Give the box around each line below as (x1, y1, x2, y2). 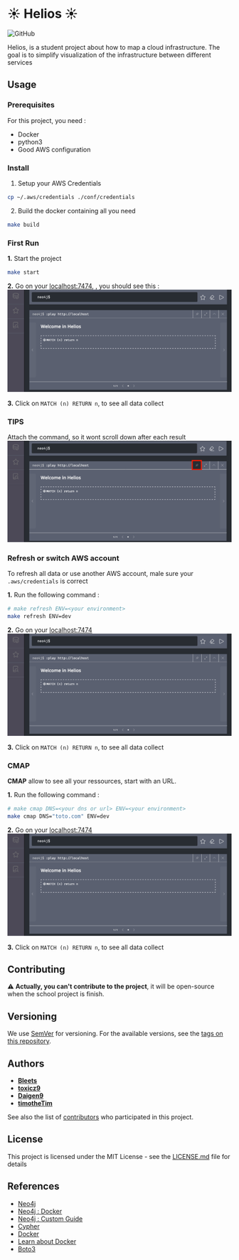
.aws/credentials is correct (7, 577, 88, 585)
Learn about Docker (17, 1237, 77, 1246)
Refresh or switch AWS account (7, 553, 119, 563)
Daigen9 (17, 1091, 44, 1100)
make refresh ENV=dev (7, 613, 72, 620)
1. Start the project (7, 254, 62, 262)
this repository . (7, 1037, 52, 1045)
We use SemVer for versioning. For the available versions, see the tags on (7, 1030, 223, 1038)
